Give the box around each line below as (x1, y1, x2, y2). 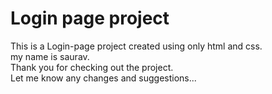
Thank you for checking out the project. (10, 61, 174, 73)
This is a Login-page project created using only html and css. (10, 40, 263, 52)
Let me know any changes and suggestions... (10, 72, 197, 84)
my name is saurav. (10, 50, 90, 62)
